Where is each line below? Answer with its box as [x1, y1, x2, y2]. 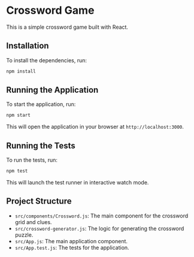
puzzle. [14, 231, 34, 238]
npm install [6, 68, 36, 74]
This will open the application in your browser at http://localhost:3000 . [6, 123, 184, 131]
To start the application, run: [6, 101, 76, 108]
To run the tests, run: [6, 156, 58, 164]
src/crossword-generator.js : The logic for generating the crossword [14, 225, 184, 232]
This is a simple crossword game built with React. [6, 23, 129, 31]
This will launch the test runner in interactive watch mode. [6, 179, 149, 186]
